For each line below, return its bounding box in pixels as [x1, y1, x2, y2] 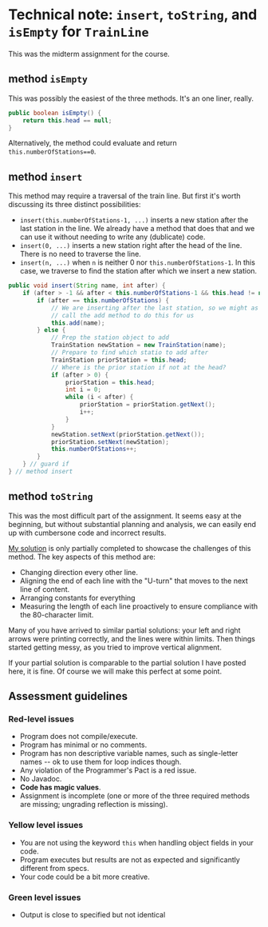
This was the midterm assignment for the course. [8, 49, 170, 58]
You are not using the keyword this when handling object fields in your [19, 837, 254, 847]
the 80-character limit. [19, 609, 94, 619]
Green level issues [8, 892, 81, 903]
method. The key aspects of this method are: [8, 552, 156, 561]
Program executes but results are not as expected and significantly [19, 854, 241, 865]
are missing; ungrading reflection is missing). [19, 800, 168, 809]
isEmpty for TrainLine [8, 22, 149, 41]
